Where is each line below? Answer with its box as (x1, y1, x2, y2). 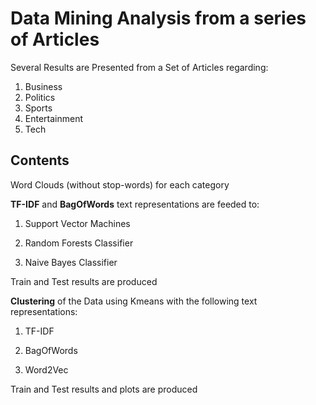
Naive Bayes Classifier (24, 256, 118, 268)
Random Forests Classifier (24, 237, 134, 249)
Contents (10, 152, 70, 169)
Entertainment (24, 112, 84, 124)
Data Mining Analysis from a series (10, 7, 307, 30)
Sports (24, 102, 53, 114)
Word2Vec (24, 363, 69, 376)
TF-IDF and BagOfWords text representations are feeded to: (10, 198, 260, 210)
